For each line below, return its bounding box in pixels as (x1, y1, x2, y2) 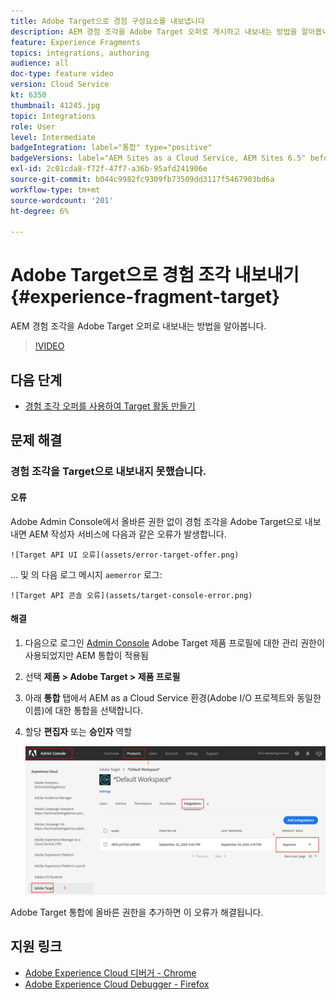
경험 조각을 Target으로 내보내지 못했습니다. (10, 465, 207, 479)
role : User (10, 121, 56, 132)
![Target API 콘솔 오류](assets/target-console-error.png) (10, 590, 253, 600)
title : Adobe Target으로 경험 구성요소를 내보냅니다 (10, 16, 205, 26)
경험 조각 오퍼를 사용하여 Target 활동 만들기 (24, 400, 196, 412)
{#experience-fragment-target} (10, 286, 281, 309)
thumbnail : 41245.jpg (10, 100, 101, 110)
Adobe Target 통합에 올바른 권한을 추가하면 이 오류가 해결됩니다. (10, 906, 264, 918)
